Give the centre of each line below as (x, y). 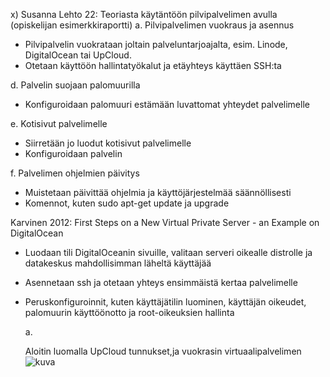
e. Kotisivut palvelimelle (59, 123)
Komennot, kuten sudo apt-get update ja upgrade (127, 203)
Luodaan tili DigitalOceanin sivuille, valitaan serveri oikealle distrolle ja (168, 252)
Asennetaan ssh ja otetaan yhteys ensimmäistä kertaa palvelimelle (161, 282)
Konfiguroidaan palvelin (73, 153)
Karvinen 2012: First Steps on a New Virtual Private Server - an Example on (165, 222)
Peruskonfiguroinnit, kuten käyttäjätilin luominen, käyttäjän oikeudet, (165, 302)
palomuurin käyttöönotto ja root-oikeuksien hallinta (129, 312)
